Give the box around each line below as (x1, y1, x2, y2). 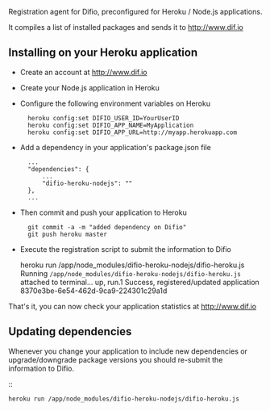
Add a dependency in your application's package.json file (19, 142, 212, 152)
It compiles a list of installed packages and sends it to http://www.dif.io (8, 23, 243, 31)
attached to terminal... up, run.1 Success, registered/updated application (19, 277, 260, 287)
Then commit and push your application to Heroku (19, 208, 187, 217)
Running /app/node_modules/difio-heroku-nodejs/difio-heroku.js (19, 268, 242, 278)
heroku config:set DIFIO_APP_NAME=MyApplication (27, 121, 194, 129)
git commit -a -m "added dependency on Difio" (27, 223, 187, 231)
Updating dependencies (8, 325, 132, 338)
